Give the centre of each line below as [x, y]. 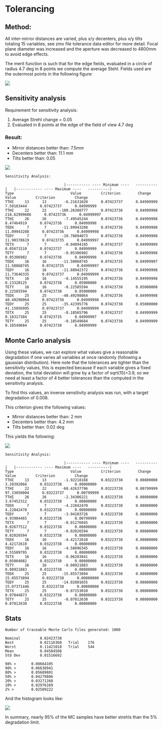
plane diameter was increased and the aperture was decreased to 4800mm [81, 49]
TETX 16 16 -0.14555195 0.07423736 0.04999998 [81, 279]
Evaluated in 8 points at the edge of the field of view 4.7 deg [72, 125]
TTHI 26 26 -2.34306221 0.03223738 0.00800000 [81, 497]
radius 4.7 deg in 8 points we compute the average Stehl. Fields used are [78, 69]
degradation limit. [23, 722]
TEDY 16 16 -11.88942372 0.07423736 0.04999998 [81, 270]
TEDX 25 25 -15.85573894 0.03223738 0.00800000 [81, 574]
